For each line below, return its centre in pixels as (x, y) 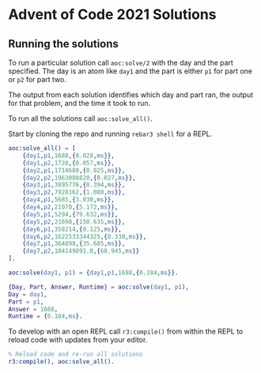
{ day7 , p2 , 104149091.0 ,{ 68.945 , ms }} (81, 251)
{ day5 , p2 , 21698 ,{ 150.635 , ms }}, (74, 222)
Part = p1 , (26, 302)
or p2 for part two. (38, 79)
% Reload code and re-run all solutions (76, 354)
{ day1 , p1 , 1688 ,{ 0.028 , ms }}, (68, 156)
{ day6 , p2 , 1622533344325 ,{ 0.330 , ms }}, (85, 236)
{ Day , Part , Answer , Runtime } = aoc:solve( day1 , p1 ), (99, 287)
